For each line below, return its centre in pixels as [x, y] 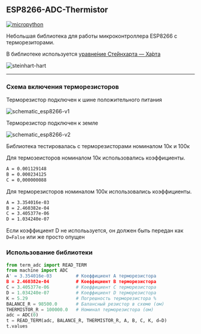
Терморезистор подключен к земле [52, 123]
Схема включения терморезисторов [63, 86]
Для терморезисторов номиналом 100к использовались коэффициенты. [99, 191]
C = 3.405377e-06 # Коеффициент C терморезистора [81, 287]
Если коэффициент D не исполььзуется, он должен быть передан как [95, 231]
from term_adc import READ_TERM [46, 265]
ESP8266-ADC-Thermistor [57, 10]
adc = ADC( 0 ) [22, 315]
